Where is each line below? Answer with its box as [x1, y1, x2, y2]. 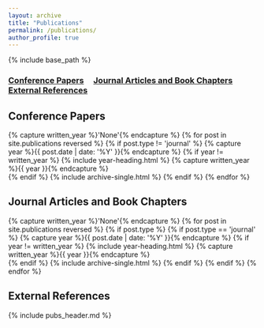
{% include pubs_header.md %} [8, 310, 112, 320]
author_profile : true [8, 33, 80, 42]
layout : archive [8, 11, 61, 20]
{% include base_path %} [8, 55, 91, 65]
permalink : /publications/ [8, 26, 97, 34]
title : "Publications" [8, 19, 83, 27]
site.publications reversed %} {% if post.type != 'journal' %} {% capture [8, 138, 242, 148]
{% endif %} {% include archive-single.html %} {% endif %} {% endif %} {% [8, 258, 257, 267]
